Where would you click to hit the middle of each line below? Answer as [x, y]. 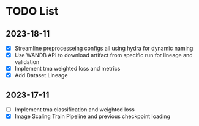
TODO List [32, 11]
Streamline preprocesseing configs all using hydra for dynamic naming [104, 48]
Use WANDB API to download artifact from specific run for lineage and [104, 55]
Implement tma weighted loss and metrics [67, 69]
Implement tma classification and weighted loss [75, 110]
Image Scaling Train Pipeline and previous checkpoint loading [92, 116]
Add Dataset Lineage [41, 75]
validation [27, 62]
